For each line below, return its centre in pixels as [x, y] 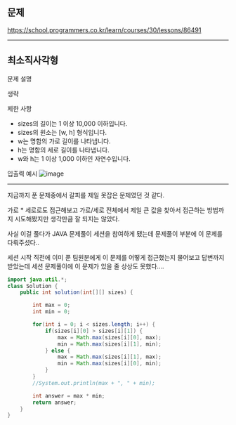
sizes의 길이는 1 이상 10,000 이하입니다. [72, 123]
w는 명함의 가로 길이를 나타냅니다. [64, 141]
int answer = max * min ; [69, 395]
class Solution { [33, 286]
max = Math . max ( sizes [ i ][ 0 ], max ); [109, 337]
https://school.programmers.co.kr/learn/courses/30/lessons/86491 [104, 30]
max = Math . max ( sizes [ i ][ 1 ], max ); [109, 357]
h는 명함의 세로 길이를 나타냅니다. [64, 150]
